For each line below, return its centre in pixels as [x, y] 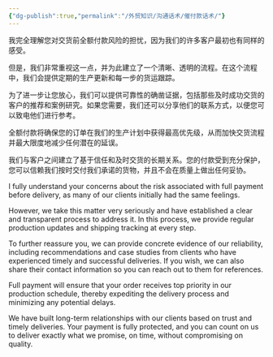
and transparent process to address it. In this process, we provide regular [131, 219]
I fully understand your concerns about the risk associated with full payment [136, 186]
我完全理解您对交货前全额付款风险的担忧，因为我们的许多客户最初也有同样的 [136, 40]
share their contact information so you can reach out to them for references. [136, 269]
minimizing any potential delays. [62, 302]
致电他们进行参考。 [47, 115]
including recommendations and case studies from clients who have [123, 252]
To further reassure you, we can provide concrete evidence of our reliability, [136, 243]
